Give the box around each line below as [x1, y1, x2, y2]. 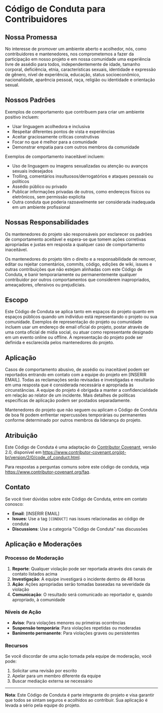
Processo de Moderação [5, 555, 64, 562]
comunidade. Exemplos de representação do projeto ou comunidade [5, 319, 142, 325]
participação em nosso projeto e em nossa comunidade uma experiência [5, 56, 151, 62]
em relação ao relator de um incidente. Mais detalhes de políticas [5, 392, 136, 398]
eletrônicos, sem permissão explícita [12, 194, 86, 199]
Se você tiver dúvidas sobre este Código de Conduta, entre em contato [5, 496, 147, 502]
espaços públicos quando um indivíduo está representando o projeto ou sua [5, 314, 158, 320]
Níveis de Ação [5, 609, 41, 615]
